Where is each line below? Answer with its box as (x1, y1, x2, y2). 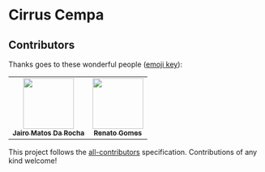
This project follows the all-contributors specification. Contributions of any (8, 148, 258, 157)
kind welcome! (8, 156, 58, 166)
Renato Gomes (93, 128, 143, 137)
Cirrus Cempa (8, 6, 105, 24)
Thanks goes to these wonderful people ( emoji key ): (8, 59, 183, 69)
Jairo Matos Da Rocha (12, 128, 85, 137)
